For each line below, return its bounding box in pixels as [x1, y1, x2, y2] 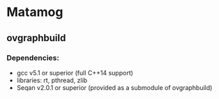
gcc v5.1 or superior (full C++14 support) [16, 68, 134, 77]
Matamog [6, 4, 63, 20]
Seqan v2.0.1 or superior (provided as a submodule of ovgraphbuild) [16, 83, 213, 91]
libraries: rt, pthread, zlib [16, 76, 88, 84]
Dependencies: [6, 53, 60, 63]
